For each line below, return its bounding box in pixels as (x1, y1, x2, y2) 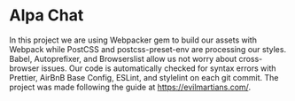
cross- (238, 53, 263, 64)
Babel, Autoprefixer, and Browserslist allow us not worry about (9, 53, 237, 64)
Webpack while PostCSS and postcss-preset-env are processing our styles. (9, 43, 286, 54)
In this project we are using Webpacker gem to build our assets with (9, 35, 257, 45)
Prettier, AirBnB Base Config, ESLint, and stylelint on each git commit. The (9, 72, 279, 82)
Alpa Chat (9, 5, 84, 26)
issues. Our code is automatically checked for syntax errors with (41, 63, 276, 74)
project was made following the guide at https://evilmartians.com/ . (9, 82, 251, 92)
